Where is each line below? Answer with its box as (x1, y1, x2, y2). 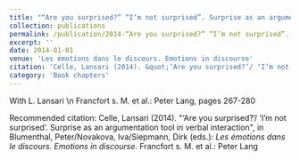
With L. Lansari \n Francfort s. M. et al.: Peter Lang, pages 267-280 (9, 95, 256, 106)
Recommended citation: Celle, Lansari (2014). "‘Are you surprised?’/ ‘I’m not (9, 112, 287, 123)
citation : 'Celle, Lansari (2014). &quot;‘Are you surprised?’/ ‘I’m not (9, 63, 290, 72)
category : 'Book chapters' (9, 71, 110, 80)
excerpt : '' (9, 37, 54, 47)
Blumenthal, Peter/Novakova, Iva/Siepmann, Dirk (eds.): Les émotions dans (9, 131, 286, 142)
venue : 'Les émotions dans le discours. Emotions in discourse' (9, 54, 254, 63)
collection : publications (9, 21, 105, 30)
